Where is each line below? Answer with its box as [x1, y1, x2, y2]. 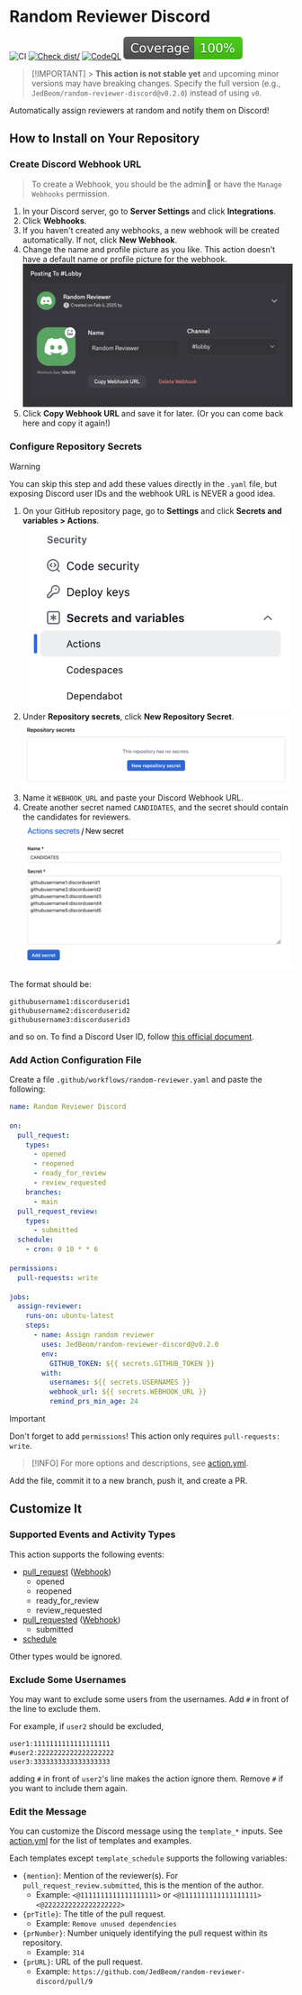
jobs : [9, 1292, 30, 1302]
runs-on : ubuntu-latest [25, 1312, 115, 1321]
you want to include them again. [9, 1783, 129, 1794]
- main [32, 1197, 58, 1206]
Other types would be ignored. [9, 1651, 123, 1661]
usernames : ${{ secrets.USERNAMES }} [49, 1377, 191, 1387]
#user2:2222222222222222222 [9, 1749, 115, 1758]
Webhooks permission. [31, 188, 110, 199]
